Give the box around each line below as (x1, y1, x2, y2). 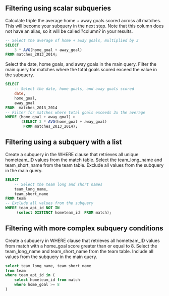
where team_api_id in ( (5, 273, 55, 278)
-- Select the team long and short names (14, 182, 102, 187)
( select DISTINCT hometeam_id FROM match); (16, 210, 112, 215)
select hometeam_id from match (14, 277, 80, 282)
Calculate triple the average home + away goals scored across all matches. (5, 17, 161, 23)
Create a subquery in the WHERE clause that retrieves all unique (5, 151, 139, 157)
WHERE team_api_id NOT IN (5, 206, 60, 211)
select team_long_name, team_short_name (5, 263, 92, 268)
